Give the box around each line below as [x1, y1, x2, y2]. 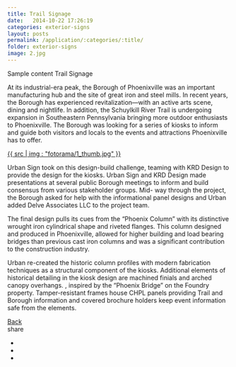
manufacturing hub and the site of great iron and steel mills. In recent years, [7, 90, 228, 99]
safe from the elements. [7, 303, 77, 312]
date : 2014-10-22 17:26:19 [7, 17, 93, 24]
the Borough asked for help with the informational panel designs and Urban [7, 193, 227, 202]
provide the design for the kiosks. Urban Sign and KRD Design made [7, 171, 206, 179]
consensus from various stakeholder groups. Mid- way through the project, [7, 186, 226, 194]
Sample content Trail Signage [7, 69, 93, 78]
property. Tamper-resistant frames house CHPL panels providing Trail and [7, 288, 223, 297]
